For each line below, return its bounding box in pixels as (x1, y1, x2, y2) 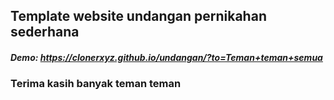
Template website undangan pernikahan (10, 8, 267, 25)
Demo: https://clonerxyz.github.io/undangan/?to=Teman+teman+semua (10, 51, 323, 63)
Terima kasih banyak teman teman (10, 77, 182, 91)
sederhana (10, 24, 80, 41)
